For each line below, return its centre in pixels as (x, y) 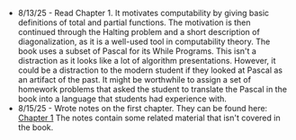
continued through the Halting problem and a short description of (139, 32)
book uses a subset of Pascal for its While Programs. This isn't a (137, 51)
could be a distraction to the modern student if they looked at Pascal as (150, 70)
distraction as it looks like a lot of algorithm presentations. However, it (147, 61)
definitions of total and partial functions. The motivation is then (134, 22)
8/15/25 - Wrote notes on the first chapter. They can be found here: (143, 108)
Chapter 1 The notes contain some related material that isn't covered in (149, 118)
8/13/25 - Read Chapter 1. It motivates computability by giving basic (144, 13)
